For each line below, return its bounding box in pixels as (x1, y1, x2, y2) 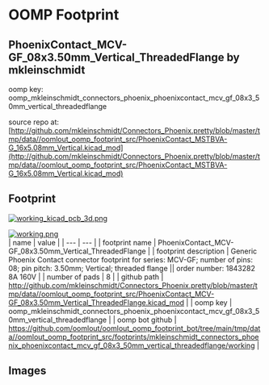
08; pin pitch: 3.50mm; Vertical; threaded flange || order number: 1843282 (8, 263, 256, 273)
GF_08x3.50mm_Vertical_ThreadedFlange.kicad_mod (8, 297, 184, 308)
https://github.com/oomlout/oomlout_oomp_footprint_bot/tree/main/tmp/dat (8, 323, 261, 333)
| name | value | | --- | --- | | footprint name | (8, 237, 157, 247)
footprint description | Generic (156, 246, 258, 256)
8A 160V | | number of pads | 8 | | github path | (8, 272, 164, 282)
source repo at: (8, 117, 59, 127)
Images (8, 364, 47, 378)
